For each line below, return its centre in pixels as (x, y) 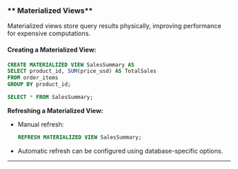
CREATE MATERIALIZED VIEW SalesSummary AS (71, 65)
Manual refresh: (41, 124)
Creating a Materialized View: (52, 49)
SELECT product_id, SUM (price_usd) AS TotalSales (82, 71)
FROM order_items (33, 78)
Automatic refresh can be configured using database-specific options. (120, 151)
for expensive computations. (49, 33)
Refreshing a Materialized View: (56, 110)
